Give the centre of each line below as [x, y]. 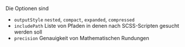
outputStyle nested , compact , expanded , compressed [74, 19]
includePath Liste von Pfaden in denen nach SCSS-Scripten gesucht [97, 26]
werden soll [28, 32]
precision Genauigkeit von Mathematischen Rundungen [82, 38]
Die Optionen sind [27, 8]
